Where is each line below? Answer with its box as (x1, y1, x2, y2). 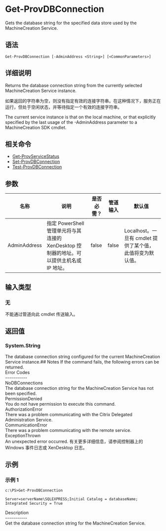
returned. (5, 364, 24, 370)
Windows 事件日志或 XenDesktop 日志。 (5, 444, 87, 450)
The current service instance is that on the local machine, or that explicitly (5, 114, 156, 120)
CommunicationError (5, 422, 48, 428)
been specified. (5, 390, 37, 396)
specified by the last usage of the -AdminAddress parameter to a (5, 119, 137, 125)
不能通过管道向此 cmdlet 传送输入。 (5, 311, 78, 317)
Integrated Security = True (5, 501, 63, 506)
